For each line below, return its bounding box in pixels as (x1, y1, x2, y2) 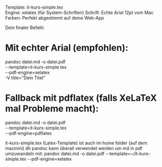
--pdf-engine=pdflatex (5, 130, 52, 136)
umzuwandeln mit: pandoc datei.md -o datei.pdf (5, 150, 105, 156)
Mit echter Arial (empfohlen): (5, 42, 128, 54)
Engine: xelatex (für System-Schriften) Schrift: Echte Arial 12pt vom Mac (5, 10, 153, 16)
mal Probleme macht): (5, 103, 99, 114)
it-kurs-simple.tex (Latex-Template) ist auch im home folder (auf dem (5, 140, 147, 146)
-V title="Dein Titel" (5, 75, 46, 81)
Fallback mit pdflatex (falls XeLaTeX (5, 92, 157, 104)
